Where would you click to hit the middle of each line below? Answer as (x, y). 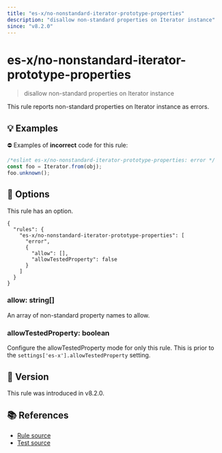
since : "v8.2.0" (30, 26)
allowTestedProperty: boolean (58, 333)
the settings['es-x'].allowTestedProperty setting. (79, 355)
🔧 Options (28, 195)
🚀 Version (28, 377)
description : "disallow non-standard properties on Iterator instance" (111, 20)
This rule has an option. (40, 211)
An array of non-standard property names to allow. (79, 315)
